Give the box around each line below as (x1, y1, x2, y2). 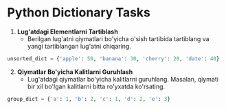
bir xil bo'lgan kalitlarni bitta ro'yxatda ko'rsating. (27, 82, 166, 90)
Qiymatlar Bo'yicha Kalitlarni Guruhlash (16, 67, 133, 76)
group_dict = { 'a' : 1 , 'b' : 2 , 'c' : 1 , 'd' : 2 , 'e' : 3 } (7, 95, 170, 102)
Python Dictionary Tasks (7, 5, 151, 21)
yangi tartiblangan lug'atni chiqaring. (27, 42, 132, 50)
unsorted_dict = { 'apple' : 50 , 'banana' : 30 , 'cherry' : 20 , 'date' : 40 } (7, 55, 220, 62)
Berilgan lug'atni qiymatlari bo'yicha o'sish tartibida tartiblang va (27, 34, 210, 43)
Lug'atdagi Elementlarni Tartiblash (16, 27, 118, 36)
